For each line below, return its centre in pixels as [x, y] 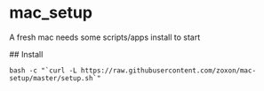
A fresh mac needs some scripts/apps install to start [105, 37]
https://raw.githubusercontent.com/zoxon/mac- [168, 70]
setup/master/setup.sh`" [55, 78]
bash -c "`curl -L [43, 70]
